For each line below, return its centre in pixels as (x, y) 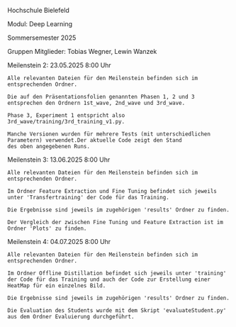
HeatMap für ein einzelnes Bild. (57, 286)
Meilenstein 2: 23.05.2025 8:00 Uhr (59, 65)
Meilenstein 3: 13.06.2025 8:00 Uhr (59, 160)
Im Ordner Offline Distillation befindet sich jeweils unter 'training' (117, 273)
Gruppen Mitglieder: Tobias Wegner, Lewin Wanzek (82, 51)
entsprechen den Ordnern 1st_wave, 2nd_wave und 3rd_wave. (96, 103)
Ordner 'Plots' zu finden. (47, 228)
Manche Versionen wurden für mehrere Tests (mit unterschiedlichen (109, 134)
